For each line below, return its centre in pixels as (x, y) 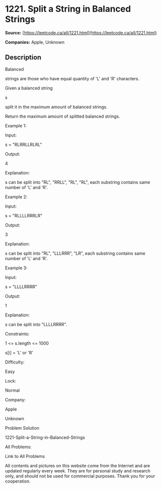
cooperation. (18, 481)
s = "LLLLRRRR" (21, 287)
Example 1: (16, 125)
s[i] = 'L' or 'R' (19, 352)
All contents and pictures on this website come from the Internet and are (78, 466)
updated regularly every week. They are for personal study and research (78, 471)
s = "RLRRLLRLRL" (24, 144)
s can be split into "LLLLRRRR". (36, 324)
